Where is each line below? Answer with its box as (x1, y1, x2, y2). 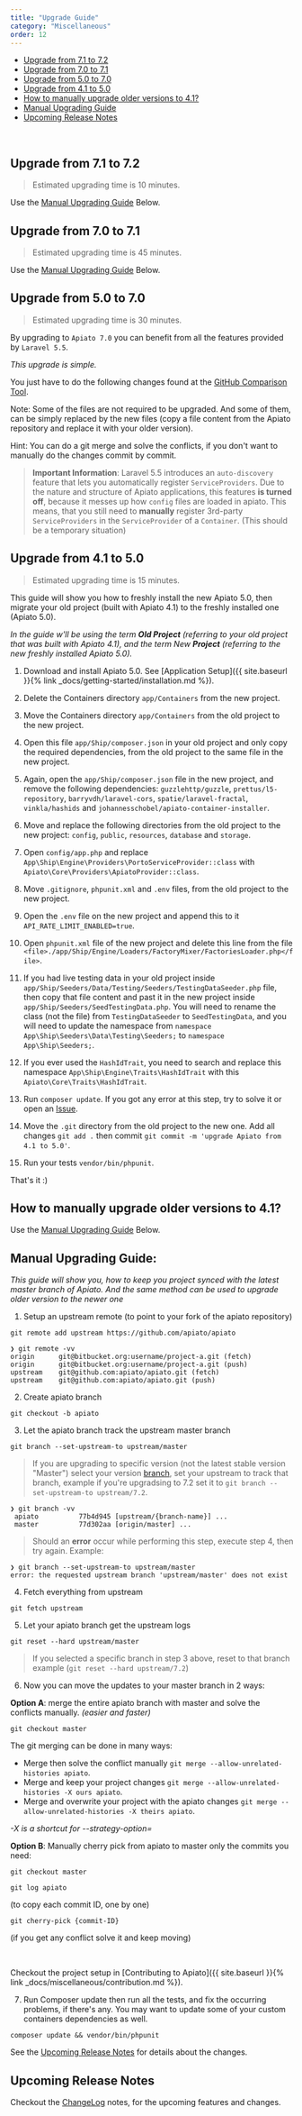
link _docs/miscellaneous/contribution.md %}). (10, 1977, 183, 1988)
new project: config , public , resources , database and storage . (22, 829, 251, 840)
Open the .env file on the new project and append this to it (22, 910, 240, 921)
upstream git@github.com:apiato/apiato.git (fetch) (10, 1368, 220, 1377)
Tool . (10, 386, 30, 397)
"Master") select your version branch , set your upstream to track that (31, 1468, 289, 1479)
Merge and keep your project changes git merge (22, 1777, 204, 1788)
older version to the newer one (10, 1294, 124, 1305)
